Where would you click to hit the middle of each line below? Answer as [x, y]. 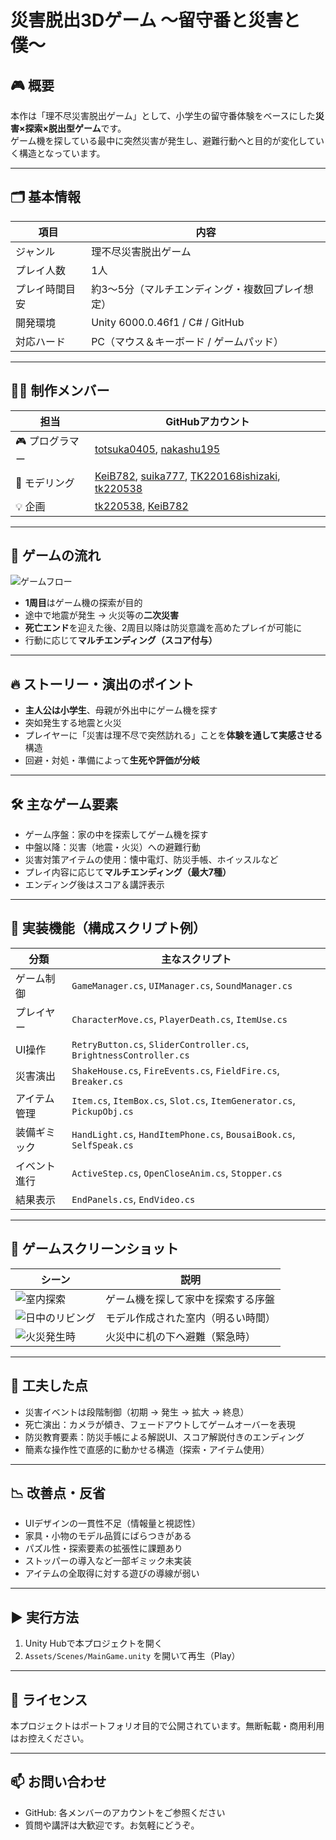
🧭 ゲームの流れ [56, 556]
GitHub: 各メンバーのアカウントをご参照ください [125, 1812]
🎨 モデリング [45, 483]
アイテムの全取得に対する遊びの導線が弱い [112, 1573]
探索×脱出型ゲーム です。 [75, 128]
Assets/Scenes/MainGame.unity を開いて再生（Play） [132, 1656]
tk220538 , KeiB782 [141, 506]
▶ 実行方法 [44, 1617]
